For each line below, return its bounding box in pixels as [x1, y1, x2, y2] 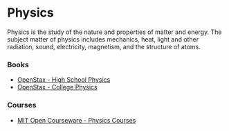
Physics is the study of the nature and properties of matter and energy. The [7, 28, 222, 36]
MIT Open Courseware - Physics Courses [17, 116, 136, 124]
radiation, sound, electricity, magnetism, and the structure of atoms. [7, 42, 201, 51]
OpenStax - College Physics [17, 83, 98, 91]
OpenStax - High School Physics [17, 76, 111, 84]
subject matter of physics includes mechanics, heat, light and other [7, 35, 199, 43]
